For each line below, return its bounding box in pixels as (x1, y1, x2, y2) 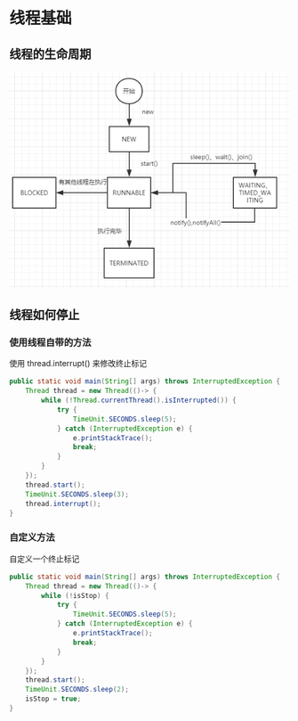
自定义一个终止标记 (9, 553, 80, 564)
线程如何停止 (9, 307, 80, 323)
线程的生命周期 (9, 46, 92, 61)
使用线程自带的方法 (9, 336, 92, 348)
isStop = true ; (25, 694, 82, 704)
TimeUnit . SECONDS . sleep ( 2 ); (25, 685, 129, 694)
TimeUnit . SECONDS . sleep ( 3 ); (25, 489, 129, 499)
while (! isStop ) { (41, 591, 109, 600)
